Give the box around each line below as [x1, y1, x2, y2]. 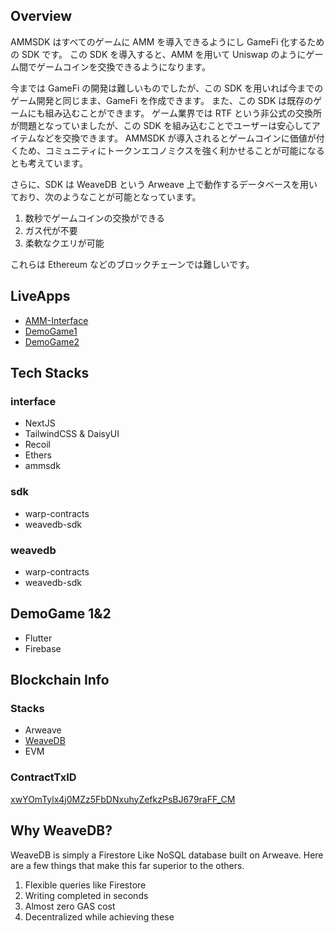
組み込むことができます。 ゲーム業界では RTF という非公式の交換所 [44, 107, 322, 119]
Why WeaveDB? [10, 822, 113, 839]
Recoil [24, 439, 51, 451]
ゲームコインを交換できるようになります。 [36, 60, 211, 73]
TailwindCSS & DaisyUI [24, 428, 120, 440]
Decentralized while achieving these [24, 910, 175, 923]
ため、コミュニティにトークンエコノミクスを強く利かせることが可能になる [18, 144, 325, 156]
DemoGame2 [24, 335, 80, 348]
